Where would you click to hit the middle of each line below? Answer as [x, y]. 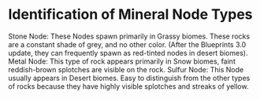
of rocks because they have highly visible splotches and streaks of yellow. [128, 86]
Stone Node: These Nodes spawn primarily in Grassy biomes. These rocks [129, 36]
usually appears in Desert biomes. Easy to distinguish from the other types [129, 78]
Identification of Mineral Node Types [131, 15]
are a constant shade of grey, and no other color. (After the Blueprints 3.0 [127, 44]
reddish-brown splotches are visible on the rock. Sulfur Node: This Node [126, 69]
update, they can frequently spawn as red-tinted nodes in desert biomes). [128, 53]
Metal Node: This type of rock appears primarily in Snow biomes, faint [122, 61]
